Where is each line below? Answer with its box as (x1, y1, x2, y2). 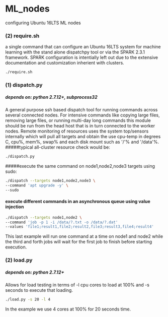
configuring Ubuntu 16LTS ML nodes (5, 20, 81, 26)
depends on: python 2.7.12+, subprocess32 (5, 94, 98, 100)
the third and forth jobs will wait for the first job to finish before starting (5, 239, 152, 245)
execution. (5, 244, 27, 250)
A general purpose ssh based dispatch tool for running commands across (5, 107, 158, 112)
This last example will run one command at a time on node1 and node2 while (5, 233, 163, 239)
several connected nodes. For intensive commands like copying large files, (5, 112, 160, 118)
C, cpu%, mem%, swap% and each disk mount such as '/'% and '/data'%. (5, 139, 159, 145)
